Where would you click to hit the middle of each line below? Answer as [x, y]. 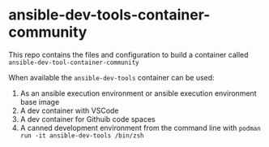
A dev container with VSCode [69, 110]
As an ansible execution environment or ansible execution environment [138, 93]
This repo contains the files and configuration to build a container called [128, 54]
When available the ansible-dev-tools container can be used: [111, 77]
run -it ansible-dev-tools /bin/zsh [82, 136]
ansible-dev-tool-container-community [74, 63]
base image [40, 102]
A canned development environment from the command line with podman [140, 128]
